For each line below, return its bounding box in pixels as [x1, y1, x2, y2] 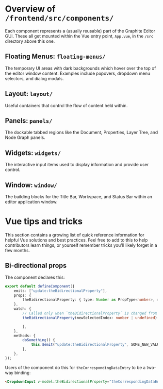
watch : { [14, 306, 32, 311]
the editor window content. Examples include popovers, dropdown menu [5, 70, 150, 76]
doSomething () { [22, 338, 55, 343]
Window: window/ [5, 181, 57, 189]
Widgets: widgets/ [5, 149, 61, 157]
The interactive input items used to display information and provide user [5, 162, 149, 168]
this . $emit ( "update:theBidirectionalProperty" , [31, 342, 130, 347]
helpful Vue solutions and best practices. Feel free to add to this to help [5, 237, 148, 243]
